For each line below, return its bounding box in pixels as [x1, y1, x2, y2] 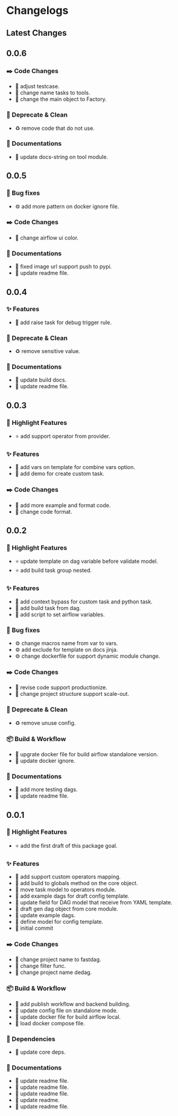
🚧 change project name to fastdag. [14, 956, 101, 963]
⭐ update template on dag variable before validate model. [14, 557, 158, 565]
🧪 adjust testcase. [14, 83, 60, 90]
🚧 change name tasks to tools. [14, 89, 91, 97]
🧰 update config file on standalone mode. [14, 1007, 118, 1014]
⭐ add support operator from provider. [14, 433, 110, 440]
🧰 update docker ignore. [14, 757, 75, 764]
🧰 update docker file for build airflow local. [14, 1013, 121, 1020]
